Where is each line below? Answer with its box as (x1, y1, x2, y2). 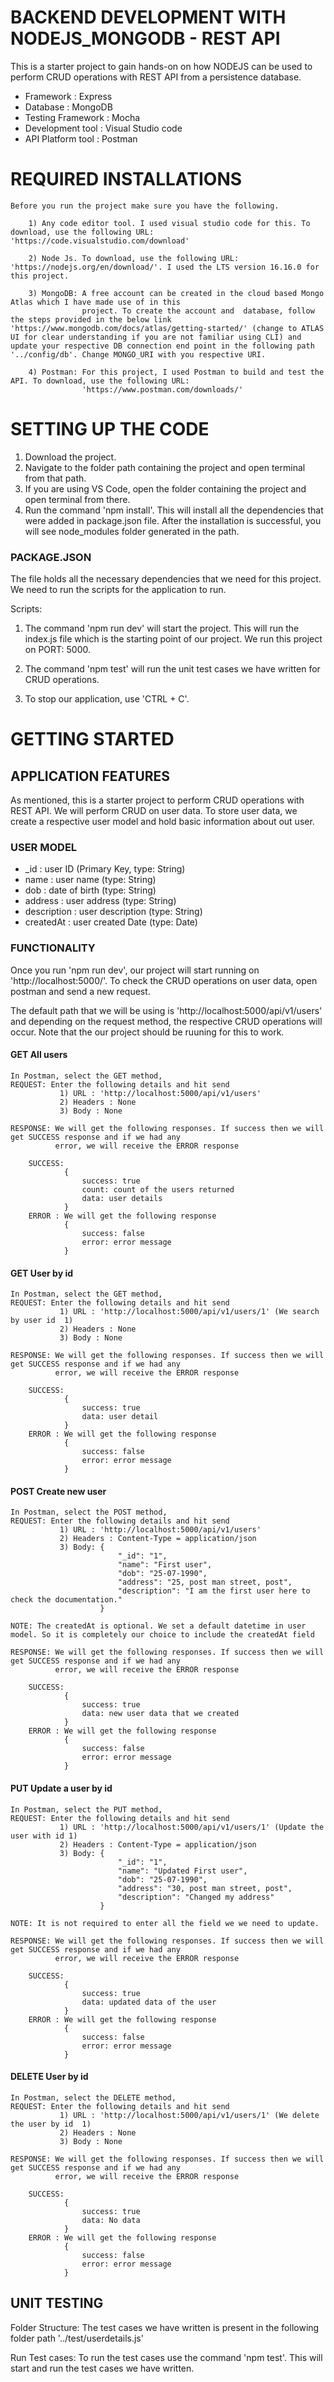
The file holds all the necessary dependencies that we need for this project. (10, 573, 322, 585)
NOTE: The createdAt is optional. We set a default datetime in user (10, 1621, 307, 1631)
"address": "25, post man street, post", (117, 1577, 293, 1588)
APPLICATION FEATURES (10, 767, 171, 785)
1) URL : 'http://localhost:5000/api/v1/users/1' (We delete (59, 2110, 320, 2120)
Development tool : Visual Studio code (24, 122, 183, 134)
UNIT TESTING (10, 2295, 104, 2312)
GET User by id (10, 1267, 74, 1279)
